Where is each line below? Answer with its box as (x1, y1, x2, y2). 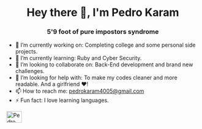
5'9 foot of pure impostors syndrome (47, 28, 159, 36)
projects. (15, 48, 38, 55)
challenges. (15, 68, 45, 75)
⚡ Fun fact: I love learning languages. (15, 96, 109, 104)
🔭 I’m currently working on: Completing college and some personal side (15, 41, 196, 49)
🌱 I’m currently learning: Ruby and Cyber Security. (15, 55, 142, 62)
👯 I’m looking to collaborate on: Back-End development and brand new (15, 61, 193, 68)
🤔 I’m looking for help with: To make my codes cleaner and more (15, 74, 178, 82)
